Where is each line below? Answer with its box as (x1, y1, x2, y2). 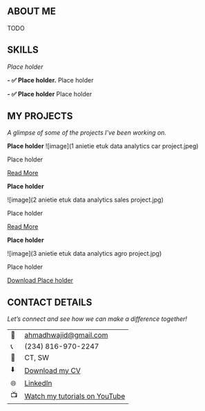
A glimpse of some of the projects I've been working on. (7, 128, 167, 137)
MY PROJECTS (7, 110, 73, 122)
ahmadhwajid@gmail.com (24, 331, 108, 340)
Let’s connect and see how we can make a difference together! (7, 315, 188, 323)
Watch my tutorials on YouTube (24, 391, 126, 401)
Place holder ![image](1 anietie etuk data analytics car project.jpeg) (7, 142, 199, 150)
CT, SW (24, 353, 50, 362)
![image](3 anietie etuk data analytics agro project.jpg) (7, 250, 162, 258)
